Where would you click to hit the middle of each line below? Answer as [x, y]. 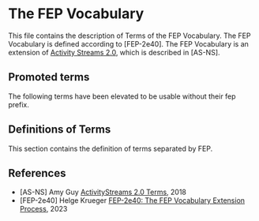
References [37, 173]
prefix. [19, 104]
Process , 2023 [43, 209]
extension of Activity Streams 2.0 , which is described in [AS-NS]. [114, 52]
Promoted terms [49, 77]
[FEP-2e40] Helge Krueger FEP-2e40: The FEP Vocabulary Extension [132, 200]
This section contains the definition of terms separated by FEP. [111, 148]
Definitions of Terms [60, 130]
